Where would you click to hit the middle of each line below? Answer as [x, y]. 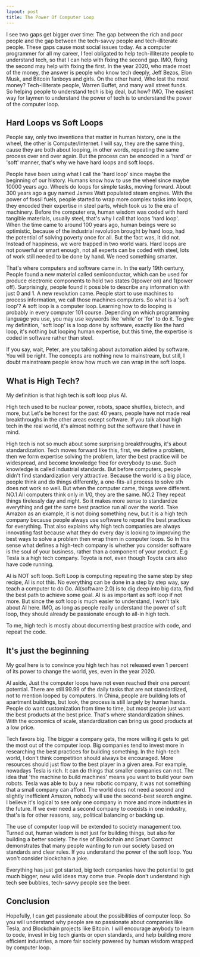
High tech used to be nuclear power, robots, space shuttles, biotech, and [96, 407]
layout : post [22, 12]
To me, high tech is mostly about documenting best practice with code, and [99, 626]
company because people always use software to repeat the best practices [99, 520]
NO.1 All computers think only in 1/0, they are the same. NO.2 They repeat [96, 495]
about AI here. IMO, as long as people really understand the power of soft [96, 608]
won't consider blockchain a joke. [47, 858]
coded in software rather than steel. [50, 338]
